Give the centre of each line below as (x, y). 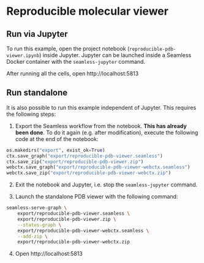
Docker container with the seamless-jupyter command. (76, 62)
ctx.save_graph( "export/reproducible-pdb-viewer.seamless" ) (85, 156)
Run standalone (37, 93)
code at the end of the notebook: (57, 139)
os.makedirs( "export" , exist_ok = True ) (56, 150)
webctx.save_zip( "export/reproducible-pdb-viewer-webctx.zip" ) (89, 173)
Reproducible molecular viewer (87, 11)
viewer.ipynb (23, 56)
